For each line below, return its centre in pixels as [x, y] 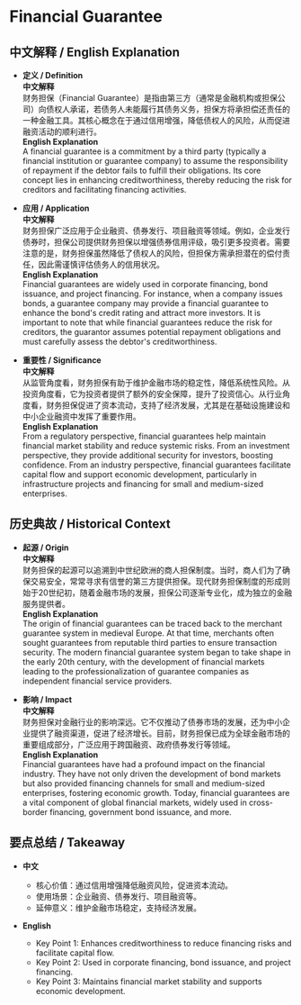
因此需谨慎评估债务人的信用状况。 [101, 264]
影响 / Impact [47, 699]
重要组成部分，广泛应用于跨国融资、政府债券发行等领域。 [128, 744]
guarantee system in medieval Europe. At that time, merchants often [148, 633]
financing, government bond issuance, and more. [140, 811]
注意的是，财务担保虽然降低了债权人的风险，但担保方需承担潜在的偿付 [152, 253]
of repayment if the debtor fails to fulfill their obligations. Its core [142, 170]
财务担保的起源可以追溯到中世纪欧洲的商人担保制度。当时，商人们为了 [152, 570]
